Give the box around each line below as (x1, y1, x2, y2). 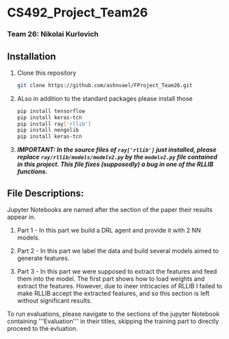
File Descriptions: (7, 187, 84, 199)
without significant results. (16, 296, 93, 305)
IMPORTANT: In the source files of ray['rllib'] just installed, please (16, 145, 217, 154)
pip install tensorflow (16, 108, 86, 115)
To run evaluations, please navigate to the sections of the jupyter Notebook (7, 309, 220, 318)
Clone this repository (16, 69, 77, 77)
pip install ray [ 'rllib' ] (16, 120, 91, 128)
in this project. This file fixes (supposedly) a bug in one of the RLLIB (16, 160, 214, 169)
